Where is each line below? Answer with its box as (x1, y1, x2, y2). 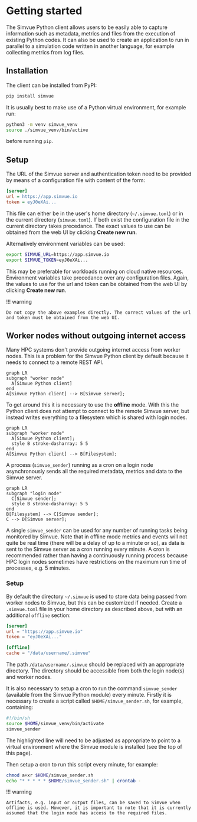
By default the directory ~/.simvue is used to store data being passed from (6, 593, 187, 600)
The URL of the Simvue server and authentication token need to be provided (6, 170, 192, 178)
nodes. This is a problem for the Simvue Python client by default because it (6, 353, 189, 360)
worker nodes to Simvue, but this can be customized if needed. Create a (6, 599, 182, 606)
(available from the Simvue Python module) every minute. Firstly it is (6, 691, 172, 698)
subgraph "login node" (6, 490, 62, 497)
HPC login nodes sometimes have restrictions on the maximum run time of (6, 558, 187, 566)
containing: (6, 704, 34, 711)
